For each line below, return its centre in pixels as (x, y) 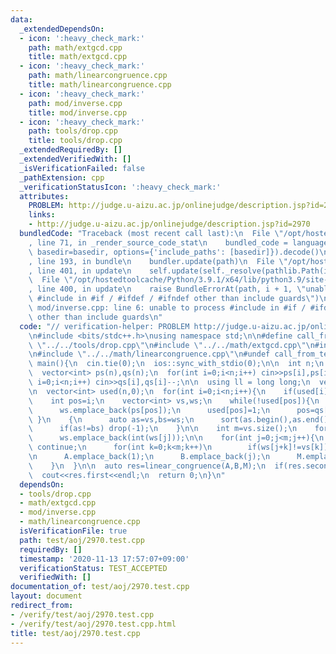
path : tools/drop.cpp (73, 131)
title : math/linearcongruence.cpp (100, 85)
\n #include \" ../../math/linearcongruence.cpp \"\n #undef (149, 354)
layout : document (46, 596)
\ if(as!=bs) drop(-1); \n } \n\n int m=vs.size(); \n (163, 429)
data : (21, 19)
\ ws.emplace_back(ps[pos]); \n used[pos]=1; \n (149, 410)
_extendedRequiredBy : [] (71, 150)
